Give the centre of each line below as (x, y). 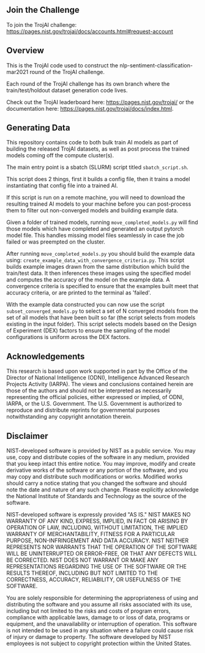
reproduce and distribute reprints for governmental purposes (83, 410)
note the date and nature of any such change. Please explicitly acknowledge (102, 490)
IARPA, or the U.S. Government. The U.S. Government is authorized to (94, 404)
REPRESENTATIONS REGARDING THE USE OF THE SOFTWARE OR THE (96, 567)
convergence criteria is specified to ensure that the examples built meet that (102, 286)
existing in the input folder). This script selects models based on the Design (102, 324)
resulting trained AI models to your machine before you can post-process (99, 204)
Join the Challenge (43, 10)
